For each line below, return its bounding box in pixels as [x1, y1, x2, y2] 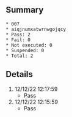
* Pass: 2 [5, 32, 31, 38]
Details [5, 69, 33, 79]
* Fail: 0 [5, 36, 31, 43]
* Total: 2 [5, 53, 34, 59]
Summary [5, 5, 44, 15]
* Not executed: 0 [5, 42, 52, 48]
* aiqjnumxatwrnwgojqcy [5, 26, 67, 32]
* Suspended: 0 [5, 47, 45, 53]
